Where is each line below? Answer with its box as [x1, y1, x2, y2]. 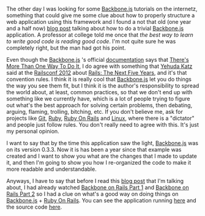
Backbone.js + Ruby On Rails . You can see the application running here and [6, 197, 197, 204]
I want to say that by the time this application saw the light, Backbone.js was [6, 140, 199, 146]
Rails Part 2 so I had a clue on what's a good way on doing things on [6, 190, 179, 198]
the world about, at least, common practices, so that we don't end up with [6, 89, 193, 95]
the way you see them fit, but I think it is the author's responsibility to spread [6, 82, 199, 89]
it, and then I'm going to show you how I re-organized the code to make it [6, 159, 192, 166]
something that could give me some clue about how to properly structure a [6, 12, 195, 19]
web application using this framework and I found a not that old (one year [6, 18, 192, 25]
